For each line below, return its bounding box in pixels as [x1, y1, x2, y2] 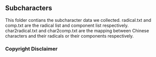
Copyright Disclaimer [5, 45, 58, 52]
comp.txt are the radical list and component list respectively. [5, 22, 129, 28]
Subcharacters [5, 4, 52, 12]
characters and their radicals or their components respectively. [5, 33, 134, 39]
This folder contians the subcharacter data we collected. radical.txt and [5, 17, 152, 23]
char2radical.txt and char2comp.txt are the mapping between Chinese [5, 27, 149, 34]
